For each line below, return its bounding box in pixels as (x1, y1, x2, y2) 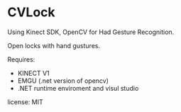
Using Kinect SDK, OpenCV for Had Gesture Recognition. (7, 28, 175, 36)
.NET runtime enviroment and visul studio (17, 84, 139, 92)
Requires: (7, 55, 35, 64)
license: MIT (7, 97, 44, 106)
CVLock (7, 4, 55, 21)
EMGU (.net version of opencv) (17, 76, 109, 85)
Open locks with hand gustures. (7, 41, 101, 50)
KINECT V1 (17, 69, 50, 77)
